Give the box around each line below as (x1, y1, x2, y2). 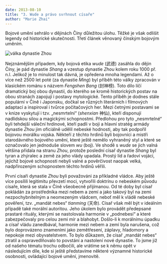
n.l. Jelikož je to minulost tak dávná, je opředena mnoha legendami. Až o (5, 72, 154, 78)
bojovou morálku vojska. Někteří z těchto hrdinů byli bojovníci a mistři (5, 132, 148, 137)
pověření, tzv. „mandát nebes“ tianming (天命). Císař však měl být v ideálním (5, 200, 162, 206)
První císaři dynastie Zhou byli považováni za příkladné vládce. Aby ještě (5, 173, 155, 179)
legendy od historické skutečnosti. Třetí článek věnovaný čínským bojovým (5, 35, 160, 41)
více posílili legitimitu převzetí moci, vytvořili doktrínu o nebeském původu (5, 178, 157, 184)
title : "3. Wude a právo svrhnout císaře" (5, 12, 95, 17)
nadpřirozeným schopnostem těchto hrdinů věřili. (5, 163, 106, 169)
